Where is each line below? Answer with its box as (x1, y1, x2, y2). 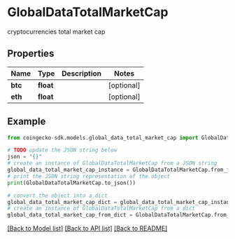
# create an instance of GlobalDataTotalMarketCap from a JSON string (7, 160, 218, 167)
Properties (7, 48, 55, 60)
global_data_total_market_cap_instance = (7, 166, 130, 174)
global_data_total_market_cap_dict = (7, 198, 117, 205)
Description (62, 68, 101, 78)
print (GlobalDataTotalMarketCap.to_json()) (7, 179, 136, 186)
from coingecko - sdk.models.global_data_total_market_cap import (7, 134, 199, 141)
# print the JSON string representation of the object (7, 172, 171, 179)
